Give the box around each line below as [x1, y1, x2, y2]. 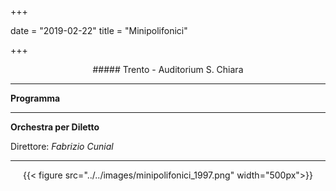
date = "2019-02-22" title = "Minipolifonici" [10, 25, 188, 36]
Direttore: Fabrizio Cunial [10, 141, 114, 152]
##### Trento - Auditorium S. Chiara [92, 64, 244, 75]
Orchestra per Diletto [10, 121, 100, 133]
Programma [10, 92, 61, 104]
